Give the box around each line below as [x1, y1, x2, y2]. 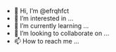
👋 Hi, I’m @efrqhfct [13, 7, 70, 15]
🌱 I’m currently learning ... [13, 22, 89, 30]
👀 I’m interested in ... [13, 14, 74, 22]
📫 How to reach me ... [13, 37, 79, 45]
